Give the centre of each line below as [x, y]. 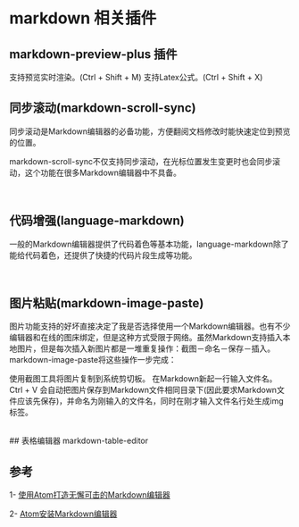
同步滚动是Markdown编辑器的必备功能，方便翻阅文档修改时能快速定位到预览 [150, 131]
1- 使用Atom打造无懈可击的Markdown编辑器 [90, 495]
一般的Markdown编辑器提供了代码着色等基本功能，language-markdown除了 [149, 244]
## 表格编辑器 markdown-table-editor [79, 441]
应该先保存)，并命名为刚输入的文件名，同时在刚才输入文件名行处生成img [150, 401]
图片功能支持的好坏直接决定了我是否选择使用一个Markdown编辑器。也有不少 [150, 326]
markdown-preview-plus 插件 [93, 54]
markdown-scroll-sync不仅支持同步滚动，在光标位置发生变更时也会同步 [141, 161]
